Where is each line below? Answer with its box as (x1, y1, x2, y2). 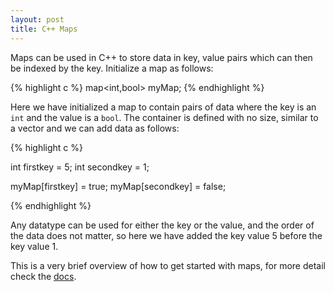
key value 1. (10, 240, 59, 252)
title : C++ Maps (10, 24, 78, 34)
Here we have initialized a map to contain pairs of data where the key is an (10, 101, 317, 113)
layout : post (10, 14, 65, 25)
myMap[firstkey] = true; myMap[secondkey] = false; (10, 180, 227, 192)
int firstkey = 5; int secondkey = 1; (10, 161, 150, 173)
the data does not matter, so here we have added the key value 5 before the (10, 229, 323, 241)
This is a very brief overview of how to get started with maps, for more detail (10, 259, 326, 271)
